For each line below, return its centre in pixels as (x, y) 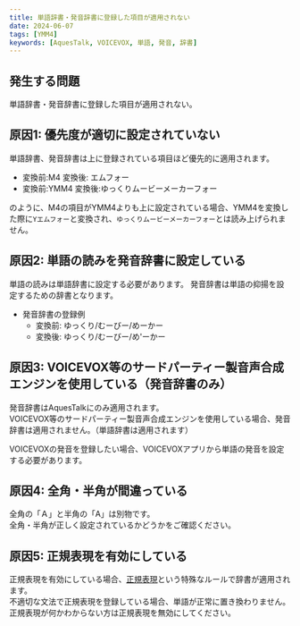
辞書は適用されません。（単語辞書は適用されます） (101, 429)
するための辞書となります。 (67, 295)
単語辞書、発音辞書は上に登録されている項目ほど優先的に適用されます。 (142, 158)
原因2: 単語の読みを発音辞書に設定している (128, 261)
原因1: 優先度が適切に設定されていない (115, 135)
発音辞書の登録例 (54, 314)
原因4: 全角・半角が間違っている (99, 491)
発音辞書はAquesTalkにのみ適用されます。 (87, 407)
